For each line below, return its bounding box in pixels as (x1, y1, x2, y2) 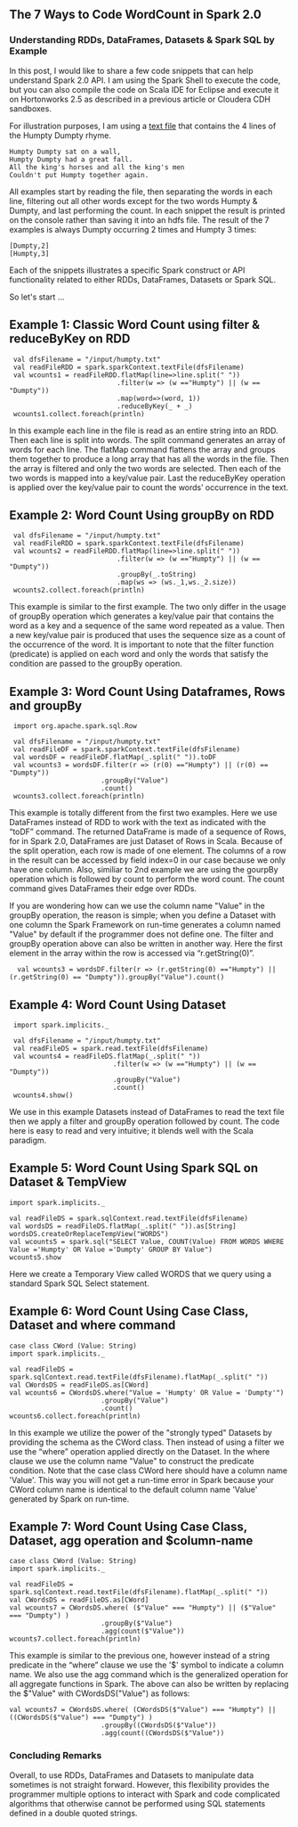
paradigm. (9, 1135, 47, 1145)
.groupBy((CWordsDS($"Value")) (101, 1721, 217, 1730)
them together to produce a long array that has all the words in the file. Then (9, 454, 289, 464)
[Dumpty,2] (9, 241, 50, 250)
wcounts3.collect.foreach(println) (12, 792, 145, 801)
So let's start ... (9, 291, 65, 302)
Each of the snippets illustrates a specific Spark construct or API (9, 265, 246, 275)
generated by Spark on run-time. (9, 1493, 130, 1504)
